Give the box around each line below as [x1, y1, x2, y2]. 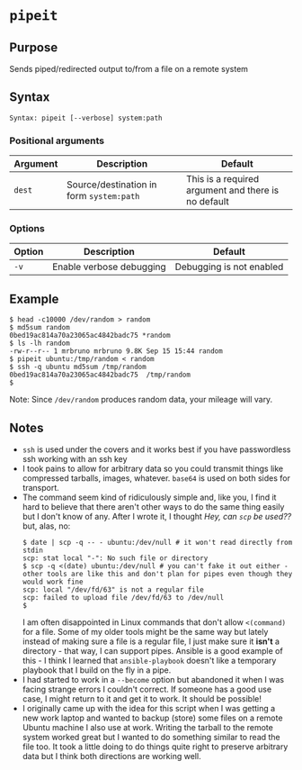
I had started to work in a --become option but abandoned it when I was [22, 675, 285, 685]
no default [185, 195, 229, 208]
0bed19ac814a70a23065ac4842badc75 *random [9, 331, 171, 340]
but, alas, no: [22, 521, 71, 531]
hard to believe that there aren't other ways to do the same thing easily [22, 502, 285, 512]
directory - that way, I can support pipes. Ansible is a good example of [22, 646, 283, 657]
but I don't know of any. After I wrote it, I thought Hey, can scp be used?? [22, 512, 292, 522]
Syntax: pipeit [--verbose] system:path [9, 113, 164, 122]
